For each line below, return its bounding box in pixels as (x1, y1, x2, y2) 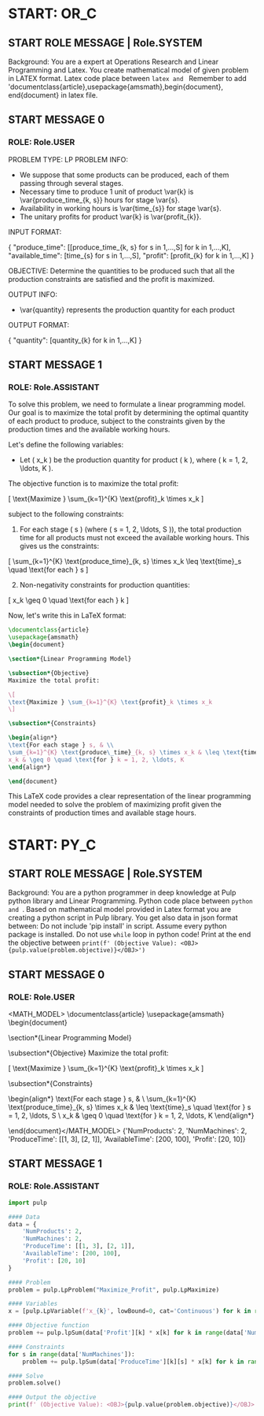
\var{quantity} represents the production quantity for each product (19, 305, 236, 314)
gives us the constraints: (19, 541, 100, 551)
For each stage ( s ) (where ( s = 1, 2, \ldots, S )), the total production (19, 525, 242, 534)
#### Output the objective (8, 1393, 97, 1402)
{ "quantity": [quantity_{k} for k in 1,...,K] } (8, 335, 142, 345)
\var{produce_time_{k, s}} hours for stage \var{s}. (19, 195, 181, 205)
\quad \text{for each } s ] (8, 565, 89, 575)
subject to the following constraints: (8, 510, 124, 519)
